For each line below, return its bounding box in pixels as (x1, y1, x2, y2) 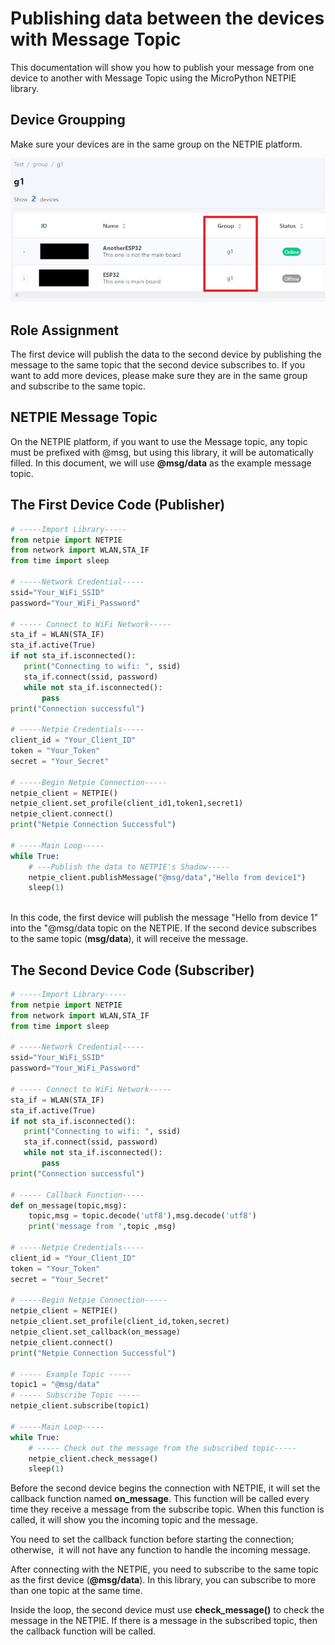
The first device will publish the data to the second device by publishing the (10, 348, 322, 361)
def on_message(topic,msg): (10, 1200, 128, 1211)
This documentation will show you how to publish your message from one (10, 61, 315, 73)
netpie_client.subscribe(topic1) (10, 1401, 150, 1411)
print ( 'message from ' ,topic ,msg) (28, 1222, 177, 1232)
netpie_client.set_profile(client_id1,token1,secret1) (10, 798, 244, 809)
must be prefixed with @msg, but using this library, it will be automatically (10, 446, 314, 458)
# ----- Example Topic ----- (10, 1369, 132, 1379)
